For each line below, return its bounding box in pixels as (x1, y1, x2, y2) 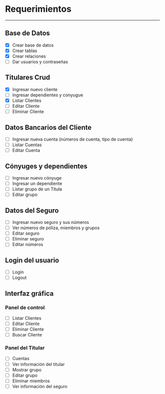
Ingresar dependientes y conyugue (12, 92, 83, 98)
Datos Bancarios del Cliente (5, 123, 92, 131)
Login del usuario (5, 256, 59, 264)
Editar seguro (12, 230, 40, 237)
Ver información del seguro (12, 383, 68, 389)
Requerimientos (5, 3, 72, 15)
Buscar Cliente (12, 332, 42, 338)
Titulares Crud (5, 73, 51, 82)
